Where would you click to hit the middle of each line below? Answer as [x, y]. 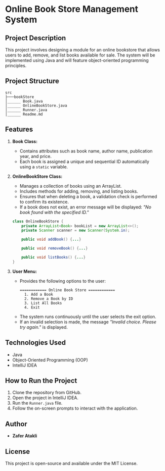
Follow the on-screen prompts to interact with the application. [75, 408]
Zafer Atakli [24, 436]
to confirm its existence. [44, 202]
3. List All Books [43, 303]
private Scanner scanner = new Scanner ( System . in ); [76, 231]
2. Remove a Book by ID [48, 299]
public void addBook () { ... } [51, 239]
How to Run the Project [41, 381]
